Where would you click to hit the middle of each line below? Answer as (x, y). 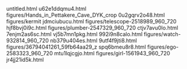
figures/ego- (163, 47)
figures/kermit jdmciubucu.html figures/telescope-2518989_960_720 (91, 21)
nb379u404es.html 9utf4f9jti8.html (94, 40)
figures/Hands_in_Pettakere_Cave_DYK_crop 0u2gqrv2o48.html (86, 15)
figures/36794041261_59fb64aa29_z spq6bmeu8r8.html (76, 47)
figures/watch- (162, 34)
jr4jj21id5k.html (25, 60)
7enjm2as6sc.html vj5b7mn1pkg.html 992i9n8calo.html (74, 34)
